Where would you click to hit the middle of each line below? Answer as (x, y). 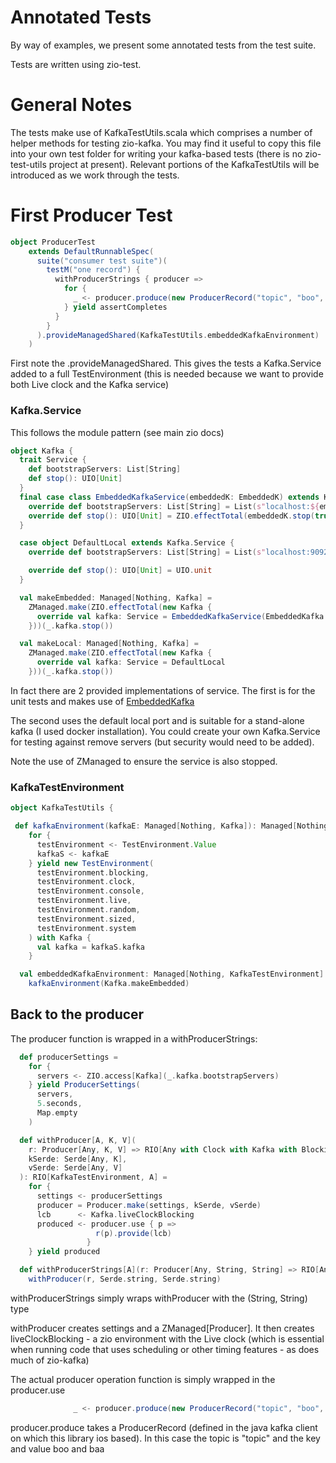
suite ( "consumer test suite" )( (102, 261)
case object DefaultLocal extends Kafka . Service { (127, 543)
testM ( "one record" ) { (93, 270)
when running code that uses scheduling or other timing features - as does (165, 1349)
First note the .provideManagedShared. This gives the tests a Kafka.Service (166, 363)
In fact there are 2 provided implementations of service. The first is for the (163, 690)
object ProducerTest (53, 242)
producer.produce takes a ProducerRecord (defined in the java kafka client (164, 1427)
